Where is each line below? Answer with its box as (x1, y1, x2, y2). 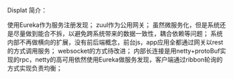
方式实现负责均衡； (7, 64, 63, 72)
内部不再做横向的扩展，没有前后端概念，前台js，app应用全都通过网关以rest (7, 38, 223, 46)
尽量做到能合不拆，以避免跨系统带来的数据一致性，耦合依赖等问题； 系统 (13, 30, 223, 37)
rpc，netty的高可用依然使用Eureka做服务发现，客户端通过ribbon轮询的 (19, 55, 223, 64)
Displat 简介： (7, 6, 47, 14)
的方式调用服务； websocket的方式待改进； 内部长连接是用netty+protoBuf (7, 47, 220, 55)
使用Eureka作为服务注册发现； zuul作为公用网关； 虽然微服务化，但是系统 (7, 21, 220, 29)
